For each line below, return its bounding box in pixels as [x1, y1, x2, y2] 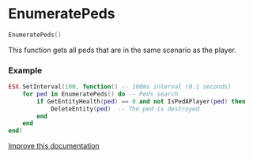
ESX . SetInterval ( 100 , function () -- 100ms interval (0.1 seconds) [8, 83, 232, 91]
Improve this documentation [8, 141, 100, 151]
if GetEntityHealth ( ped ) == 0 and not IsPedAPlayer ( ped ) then [36, 97, 246, 105]
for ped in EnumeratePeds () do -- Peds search [22, 90, 179, 98]
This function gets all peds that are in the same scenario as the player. [8, 45, 237, 55]
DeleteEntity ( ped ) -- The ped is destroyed [50, 104, 200, 113]
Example [8, 65, 43, 76]
